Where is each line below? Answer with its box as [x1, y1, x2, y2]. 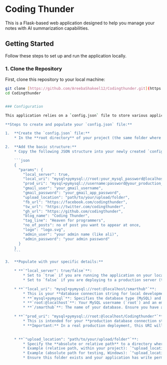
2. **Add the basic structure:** [5, 145, 77, 149]
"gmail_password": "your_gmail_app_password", [23, 190, 121, 196]
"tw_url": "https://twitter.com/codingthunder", [23, 204, 126, 209]
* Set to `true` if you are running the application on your [23, 273, 153, 278]
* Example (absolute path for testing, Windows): [23, 351, 128, 356]
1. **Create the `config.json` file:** [5, 131, 90, 136]
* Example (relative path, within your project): [23, 346, 128, 351]
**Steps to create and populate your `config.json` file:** [5, 122, 133, 127]
